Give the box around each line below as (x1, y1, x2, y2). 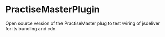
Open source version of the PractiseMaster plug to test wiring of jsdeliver (5, 20, 160, 26)
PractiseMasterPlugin (5, 4, 100, 15)
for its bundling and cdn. (5, 25, 57, 31)
